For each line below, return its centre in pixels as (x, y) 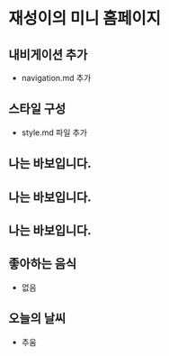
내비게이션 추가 (48, 55)
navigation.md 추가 (56, 78)
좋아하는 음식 (43, 264)
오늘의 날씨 (37, 319)
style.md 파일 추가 (54, 132)
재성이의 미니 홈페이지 (84, 18)
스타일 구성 (37, 109)
